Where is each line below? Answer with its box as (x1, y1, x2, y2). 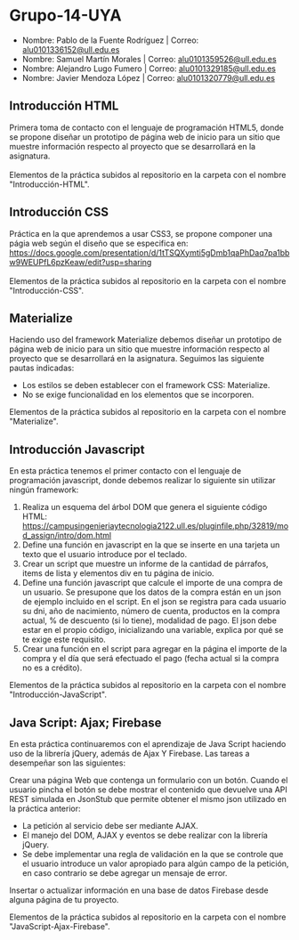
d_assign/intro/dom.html (21, 531, 112, 541)
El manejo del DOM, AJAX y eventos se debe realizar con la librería (21, 830, 269, 840)
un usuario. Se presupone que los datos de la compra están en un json (21, 587, 282, 597)
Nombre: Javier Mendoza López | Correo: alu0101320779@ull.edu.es (21, 72, 276, 83)
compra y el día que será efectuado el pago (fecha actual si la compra (21, 653, 279, 664)
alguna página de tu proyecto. (9, 895, 119, 904)
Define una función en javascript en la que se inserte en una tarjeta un (21, 539, 280, 550)
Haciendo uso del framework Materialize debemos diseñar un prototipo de (9, 335, 282, 345)
